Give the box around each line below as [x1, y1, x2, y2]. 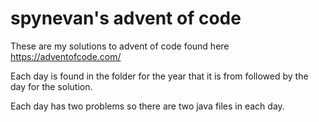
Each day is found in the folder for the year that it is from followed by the [10, 70, 309, 82]
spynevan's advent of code [10, 7, 242, 30]
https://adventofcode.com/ [10, 50, 122, 62]
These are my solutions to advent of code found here [10, 40, 230, 52]
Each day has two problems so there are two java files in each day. [10, 100, 285, 112]
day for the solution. [10, 80, 93, 92]
